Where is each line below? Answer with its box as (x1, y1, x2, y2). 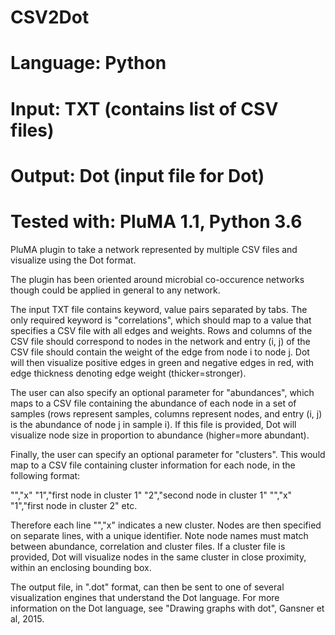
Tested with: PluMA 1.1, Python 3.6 (10, 210, 303, 233)
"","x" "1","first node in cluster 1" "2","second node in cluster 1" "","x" (10, 489, 293, 501)
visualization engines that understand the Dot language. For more (10, 591, 280, 603)
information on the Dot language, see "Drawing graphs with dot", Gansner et (10, 602, 325, 614)
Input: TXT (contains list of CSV (10, 97, 279, 120)
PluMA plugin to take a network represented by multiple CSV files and (10, 243, 298, 255)
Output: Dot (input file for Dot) (10, 164, 265, 187)
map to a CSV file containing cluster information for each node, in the (10, 459, 296, 471)
